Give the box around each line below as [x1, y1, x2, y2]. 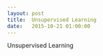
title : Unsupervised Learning [7, 16, 97, 23]
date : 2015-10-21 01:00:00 [7, 23, 91, 29]
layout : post [7, 10, 45, 17]
